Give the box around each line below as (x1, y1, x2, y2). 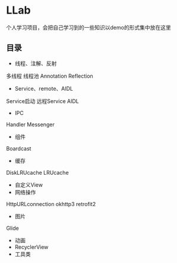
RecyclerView (14, 243, 49, 251)
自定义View (14, 181, 43, 188)
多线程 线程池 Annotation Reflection (6, 72, 93, 79)
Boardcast (6, 145, 31, 152)
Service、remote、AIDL (14, 85, 73, 92)
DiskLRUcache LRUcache (6, 169, 69, 176)
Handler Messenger (6, 121, 55, 128)
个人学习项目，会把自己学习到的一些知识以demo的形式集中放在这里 (6, 24, 171, 31)
